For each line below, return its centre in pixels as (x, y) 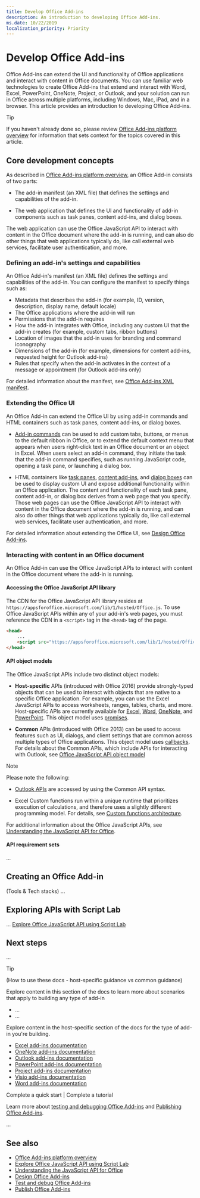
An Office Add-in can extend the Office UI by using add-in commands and (97, 416)
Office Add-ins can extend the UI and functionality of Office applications (95, 75)
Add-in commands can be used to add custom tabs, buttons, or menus (101, 434)
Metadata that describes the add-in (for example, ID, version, (90, 300)
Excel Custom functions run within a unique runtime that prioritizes (96, 800)
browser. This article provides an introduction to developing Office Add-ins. (99, 106)
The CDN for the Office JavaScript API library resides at (74, 601)
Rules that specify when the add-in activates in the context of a (93, 364)
